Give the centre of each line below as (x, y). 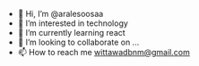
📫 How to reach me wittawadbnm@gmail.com (104, 52)
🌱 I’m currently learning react (71, 33)
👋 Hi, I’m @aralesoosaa (61, 14)
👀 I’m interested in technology (73, 23)
